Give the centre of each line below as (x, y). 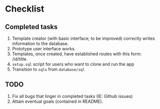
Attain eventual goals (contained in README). (57, 101)
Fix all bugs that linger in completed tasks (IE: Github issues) (72, 96)
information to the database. (40, 44)
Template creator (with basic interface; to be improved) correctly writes (83, 38)
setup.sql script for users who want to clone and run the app (73, 64)
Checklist (25, 9)
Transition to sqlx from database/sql (48, 69)
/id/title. (20, 59)
